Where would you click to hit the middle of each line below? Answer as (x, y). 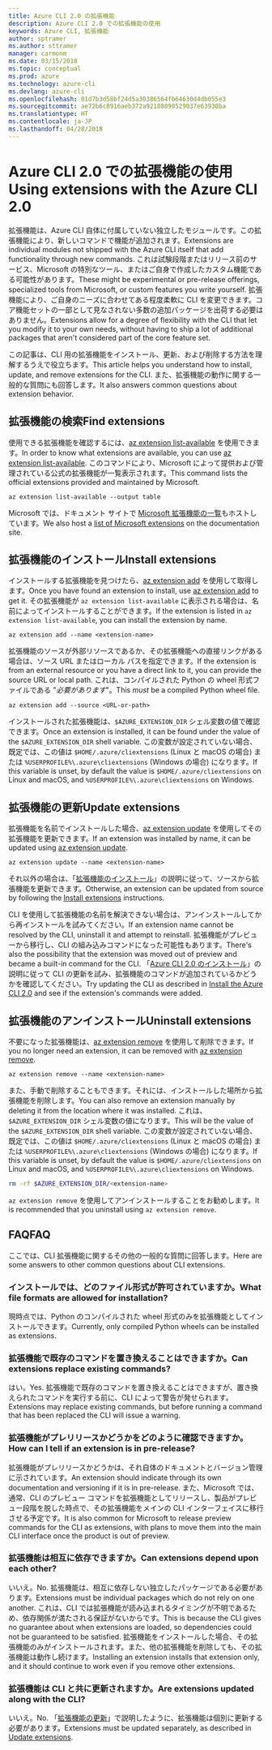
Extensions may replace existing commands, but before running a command (135, 1407)
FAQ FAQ (30, 1235)
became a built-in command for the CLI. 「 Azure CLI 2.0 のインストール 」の (135, 964)
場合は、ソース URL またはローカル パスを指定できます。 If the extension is (132, 661)
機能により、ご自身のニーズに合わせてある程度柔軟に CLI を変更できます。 (132, 299)
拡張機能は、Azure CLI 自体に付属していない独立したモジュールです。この (132, 230)
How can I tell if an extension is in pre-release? (102, 1448)
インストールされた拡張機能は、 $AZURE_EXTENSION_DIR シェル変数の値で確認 (134, 722)
